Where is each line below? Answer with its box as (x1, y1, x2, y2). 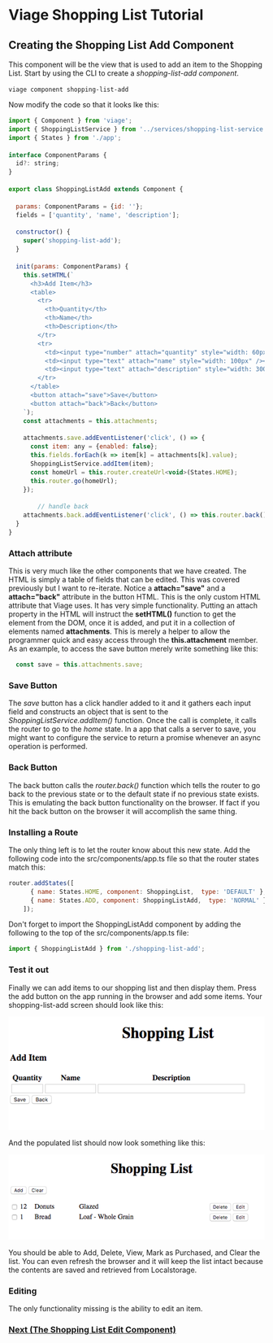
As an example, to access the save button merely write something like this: (8, 644, 258, 654)
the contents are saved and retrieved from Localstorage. (8, 1265, 197, 1275)
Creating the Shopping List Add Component (8, 38, 234, 52)
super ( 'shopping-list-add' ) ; (23, 237, 122, 245)
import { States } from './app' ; (8, 133, 122, 142)
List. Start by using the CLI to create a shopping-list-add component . (8, 68, 240, 78)
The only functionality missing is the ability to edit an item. (8, 1304, 203, 1314)
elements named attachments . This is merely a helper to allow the (8, 626, 231, 636)
